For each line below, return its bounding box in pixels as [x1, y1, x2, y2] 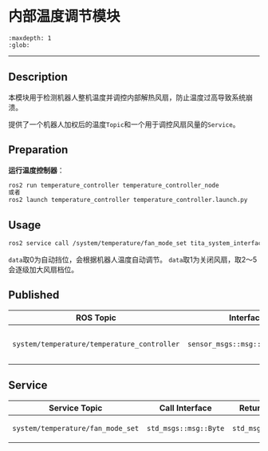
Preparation [8, 143, 69, 156]
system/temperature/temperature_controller [12, 339, 180, 348]
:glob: [8, 41, 30, 49]
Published [8, 288, 60, 302]
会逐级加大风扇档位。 [8, 264, 78, 274]
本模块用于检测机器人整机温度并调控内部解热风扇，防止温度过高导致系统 [8, 93, 246, 102]
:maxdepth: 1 [8, 34, 52, 42]
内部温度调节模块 [8, 7, 121, 26]
